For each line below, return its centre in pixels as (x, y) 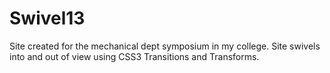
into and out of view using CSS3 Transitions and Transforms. (134, 56)
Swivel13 (47, 18)
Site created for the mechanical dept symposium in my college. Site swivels (165, 46)
